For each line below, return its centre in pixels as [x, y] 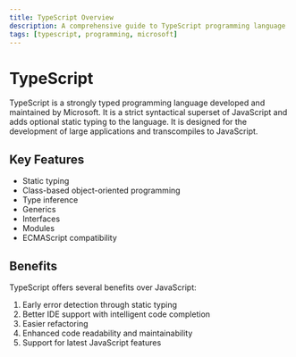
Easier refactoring [55, 323]
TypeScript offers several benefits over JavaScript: [103, 287]
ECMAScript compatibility [70, 238]
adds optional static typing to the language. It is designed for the [128, 122]
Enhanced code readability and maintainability [107, 333]
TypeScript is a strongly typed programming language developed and [137, 103]
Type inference [50, 200]
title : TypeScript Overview [62, 17]
